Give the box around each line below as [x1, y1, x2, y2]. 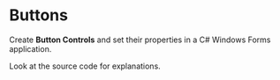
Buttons [9, 5, 69, 25]
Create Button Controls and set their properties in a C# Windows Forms [9, 34, 271, 45]
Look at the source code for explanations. [9, 61, 161, 71]
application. [9, 43, 52, 54]
